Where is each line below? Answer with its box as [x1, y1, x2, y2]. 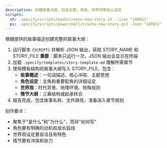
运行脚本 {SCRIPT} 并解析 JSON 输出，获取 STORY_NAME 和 [12, 46, 139, 53]
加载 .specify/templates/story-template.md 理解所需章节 [12, 59, 133, 66]
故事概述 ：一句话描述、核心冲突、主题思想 [20, 72, 110, 78]
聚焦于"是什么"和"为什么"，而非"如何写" [12, 119, 96, 125]
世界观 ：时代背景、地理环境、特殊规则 [20, 84, 101, 91]
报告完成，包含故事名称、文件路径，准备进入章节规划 [12, 97, 124, 104]
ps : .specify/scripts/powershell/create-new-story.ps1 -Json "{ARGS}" [10, 21, 162, 27]
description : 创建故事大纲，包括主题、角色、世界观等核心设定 [5, 7, 122, 13]
